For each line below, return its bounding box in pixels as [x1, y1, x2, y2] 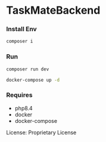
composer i [6, 38, 33, 45]
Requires [6, 91, 33, 99]
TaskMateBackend [6, 4, 101, 17]
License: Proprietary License [6, 129, 77, 136]
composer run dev [6, 66, 49, 72]
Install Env [6, 25, 37, 33]
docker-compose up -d [6, 77, 60, 83]
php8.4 [14, 104, 33, 112]
